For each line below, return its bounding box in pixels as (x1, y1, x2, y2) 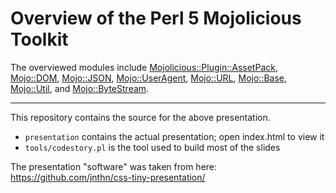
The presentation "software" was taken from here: (10, 160, 218, 172)
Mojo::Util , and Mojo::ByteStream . (10, 82, 150, 94)
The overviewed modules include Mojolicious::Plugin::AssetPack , (10, 61, 278, 73)
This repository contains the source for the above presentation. (10, 111, 271, 123)
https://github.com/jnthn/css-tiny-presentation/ (10, 171, 206, 183)
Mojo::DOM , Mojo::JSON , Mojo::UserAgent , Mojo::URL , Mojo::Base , (10, 72, 288, 84)
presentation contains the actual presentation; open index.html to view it (24, 130, 325, 142)
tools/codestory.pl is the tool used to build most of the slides (24, 141, 281, 153)
